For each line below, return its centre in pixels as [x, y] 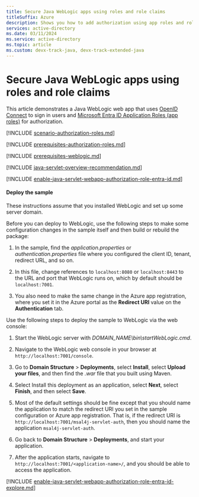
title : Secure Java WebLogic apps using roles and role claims [86, 12]
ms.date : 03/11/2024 [32, 34]
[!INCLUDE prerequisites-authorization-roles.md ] [66, 144]
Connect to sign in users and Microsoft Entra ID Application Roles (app [92, 115]
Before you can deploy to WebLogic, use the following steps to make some [97, 223]
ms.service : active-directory [44, 39]
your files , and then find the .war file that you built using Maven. [93, 373]
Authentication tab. [39, 308]
